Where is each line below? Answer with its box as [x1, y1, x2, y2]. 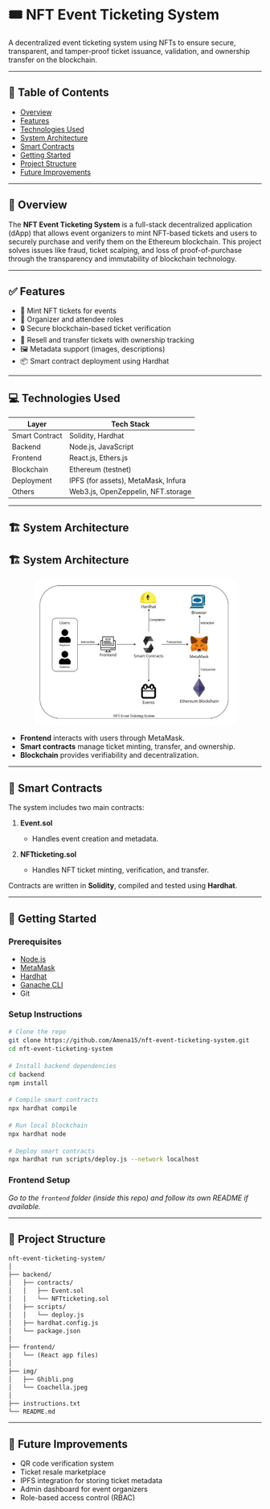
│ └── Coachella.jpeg [8, 1383, 88, 1392]
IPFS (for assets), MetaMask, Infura [69, 476, 186, 485]
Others [11, 487, 35, 497]
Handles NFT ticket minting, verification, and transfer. [31, 865, 210, 875]
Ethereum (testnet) [69, 464, 132, 474]
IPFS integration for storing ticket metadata [19, 1476, 163, 1486]
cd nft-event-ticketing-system [8, 1045, 113, 1054]
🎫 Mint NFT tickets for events [19, 306, 117, 316]
